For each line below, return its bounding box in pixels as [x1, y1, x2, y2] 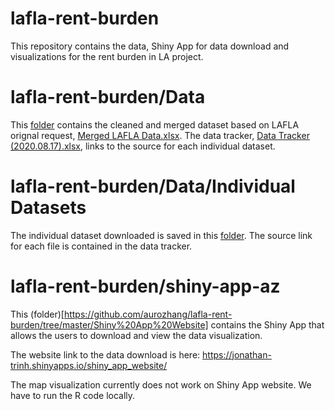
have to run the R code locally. [10, 389, 136, 401]
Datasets [10, 197, 87, 219]
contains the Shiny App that [210, 318, 325, 331]
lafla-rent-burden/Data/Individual [10, 175, 296, 198]
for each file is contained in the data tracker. [10, 240, 193, 252]
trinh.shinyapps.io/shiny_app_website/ [10, 359, 168, 371]
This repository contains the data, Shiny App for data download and [10, 40, 290, 52]
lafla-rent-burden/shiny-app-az [10, 275, 281, 297]
